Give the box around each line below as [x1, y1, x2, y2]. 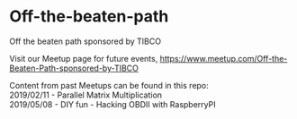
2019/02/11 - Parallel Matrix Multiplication [9, 89, 163, 100]
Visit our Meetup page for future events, [9, 53, 158, 64]
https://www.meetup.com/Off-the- [159, 53, 288, 64]
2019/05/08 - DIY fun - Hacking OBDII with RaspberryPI [9, 98, 216, 109]
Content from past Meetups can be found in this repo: [9, 80, 209, 90]
